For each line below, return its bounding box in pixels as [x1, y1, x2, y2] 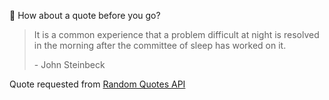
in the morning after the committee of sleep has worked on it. [33, 40, 287, 51]
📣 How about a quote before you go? [9, 10, 161, 21]
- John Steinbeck [33, 59, 106, 70]
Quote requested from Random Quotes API [9, 78, 186, 90]
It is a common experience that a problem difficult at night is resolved [33, 29, 320, 40]
